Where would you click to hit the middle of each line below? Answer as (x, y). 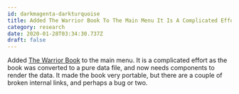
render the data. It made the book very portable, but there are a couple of (115, 76)
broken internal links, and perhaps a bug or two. (78, 83)
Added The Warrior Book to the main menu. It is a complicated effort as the (117, 60)
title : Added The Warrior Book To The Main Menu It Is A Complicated (113, 20)
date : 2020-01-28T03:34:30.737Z (55, 34)
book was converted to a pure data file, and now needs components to (111, 68)
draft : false (27, 40)
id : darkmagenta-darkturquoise (54, 14)
